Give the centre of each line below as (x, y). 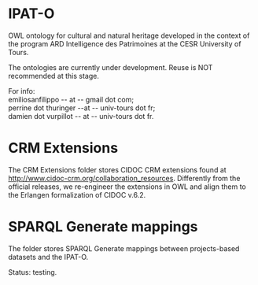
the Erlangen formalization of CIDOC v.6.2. (77, 194)
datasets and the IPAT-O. (48, 257)
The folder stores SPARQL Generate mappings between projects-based (124, 248)
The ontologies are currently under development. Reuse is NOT (111, 67)
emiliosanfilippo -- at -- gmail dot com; (71, 99)
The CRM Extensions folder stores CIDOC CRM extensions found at (117, 169)
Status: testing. (33, 272)
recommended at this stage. (54, 76)
